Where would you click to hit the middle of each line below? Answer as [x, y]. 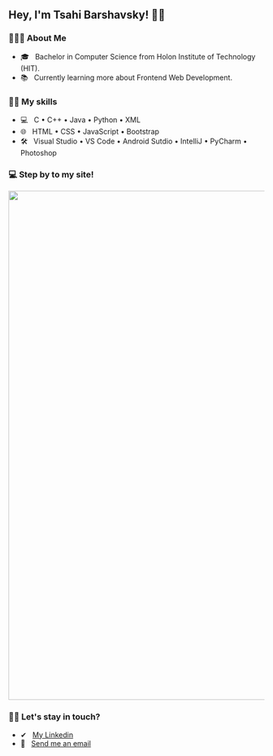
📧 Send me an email [56, 743]
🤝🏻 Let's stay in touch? [54, 717]
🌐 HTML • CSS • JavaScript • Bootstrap [90, 131]
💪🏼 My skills [33, 101]
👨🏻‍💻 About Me [37, 38]
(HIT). [30, 68]
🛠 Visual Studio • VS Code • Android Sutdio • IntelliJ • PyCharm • [134, 141]
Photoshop [38, 152]
